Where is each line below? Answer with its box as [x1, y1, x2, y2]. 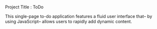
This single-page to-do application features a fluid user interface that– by [5, 14, 153, 19]
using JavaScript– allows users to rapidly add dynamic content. [5, 19, 133, 24]
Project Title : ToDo [5, 4, 44, 10]
